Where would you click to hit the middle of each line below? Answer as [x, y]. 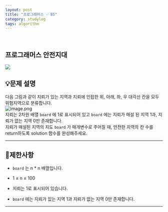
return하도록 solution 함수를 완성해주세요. [46, 133]
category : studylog [25, 19]
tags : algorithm [22, 24]
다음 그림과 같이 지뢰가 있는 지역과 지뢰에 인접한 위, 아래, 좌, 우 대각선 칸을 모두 [82, 97]
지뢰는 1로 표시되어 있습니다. [40, 188]
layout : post [19, 10]
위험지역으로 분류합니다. [29, 103]
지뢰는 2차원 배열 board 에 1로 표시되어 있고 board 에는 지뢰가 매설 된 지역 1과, [81, 114]
